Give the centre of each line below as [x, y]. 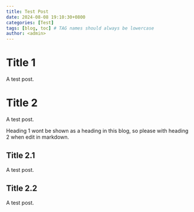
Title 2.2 [22, 189]
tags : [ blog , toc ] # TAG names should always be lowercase [80, 28]
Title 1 [21, 63]
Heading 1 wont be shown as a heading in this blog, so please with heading [97, 131]
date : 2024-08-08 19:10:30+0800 [46, 17]
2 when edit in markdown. [38, 137]
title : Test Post [27, 12]
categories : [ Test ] [30, 22]
